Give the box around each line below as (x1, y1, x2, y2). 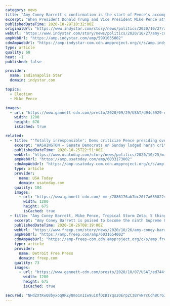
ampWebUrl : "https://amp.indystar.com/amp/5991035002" (5, 36, 123, 41)
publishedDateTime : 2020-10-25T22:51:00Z (14, 147, 103, 152)
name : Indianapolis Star (10, 73, 62, 78)
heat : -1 (5, 54, 24, 60)
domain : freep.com (18, 255, 58, 260)
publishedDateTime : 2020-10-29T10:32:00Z (5, 21, 94, 27)
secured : (5, 293, 24, 298)
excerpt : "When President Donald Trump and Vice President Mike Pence (5, 17, 157, 22)
